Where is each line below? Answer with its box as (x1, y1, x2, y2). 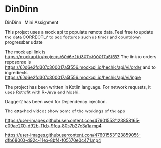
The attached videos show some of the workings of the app (5, 108, 126, 114)
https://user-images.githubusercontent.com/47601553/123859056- (5, 132, 141, 138)
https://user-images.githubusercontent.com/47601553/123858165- (5, 117, 140, 123)
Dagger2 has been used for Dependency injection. (5, 98, 107, 104)
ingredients (5, 69, 28, 75)
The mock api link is (5, 49, 46, 55)
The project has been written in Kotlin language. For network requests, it (5, 84, 151, 90)
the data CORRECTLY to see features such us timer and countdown (5, 34, 141, 40)
